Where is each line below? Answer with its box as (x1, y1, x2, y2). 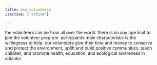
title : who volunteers (5, 7, 51, 12)
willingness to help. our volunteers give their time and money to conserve (5, 40, 153, 45)
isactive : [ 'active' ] (5, 12, 49, 17)
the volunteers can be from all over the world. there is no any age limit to (5, 29, 151, 35)
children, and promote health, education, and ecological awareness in (5, 50, 145, 56)
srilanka (5, 55, 21, 61)
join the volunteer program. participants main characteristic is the (5, 35, 137, 41)
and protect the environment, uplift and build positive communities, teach (5, 45, 152, 51)
